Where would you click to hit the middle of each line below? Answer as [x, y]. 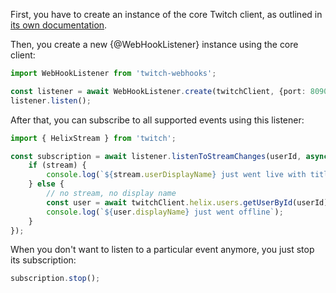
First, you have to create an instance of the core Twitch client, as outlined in [166, 14]
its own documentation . [59, 25]
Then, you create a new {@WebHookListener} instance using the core [154, 44]
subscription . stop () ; [55, 279]
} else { [46, 184]
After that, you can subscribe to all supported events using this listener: [157, 120]
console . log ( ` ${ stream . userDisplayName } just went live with [176, 175]
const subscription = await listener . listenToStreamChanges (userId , [156, 156]
